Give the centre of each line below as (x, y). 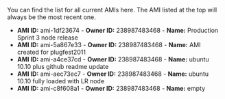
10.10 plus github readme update (63, 67)
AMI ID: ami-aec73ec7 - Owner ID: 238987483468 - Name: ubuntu (113, 74)
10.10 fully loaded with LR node (61, 81)
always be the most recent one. (51, 17)
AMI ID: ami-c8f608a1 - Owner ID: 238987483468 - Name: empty (111, 88)
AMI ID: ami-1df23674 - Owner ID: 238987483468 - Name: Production (118, 30)
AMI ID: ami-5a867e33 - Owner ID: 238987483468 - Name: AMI (109, 45)
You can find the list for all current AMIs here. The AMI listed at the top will (112, 10)
